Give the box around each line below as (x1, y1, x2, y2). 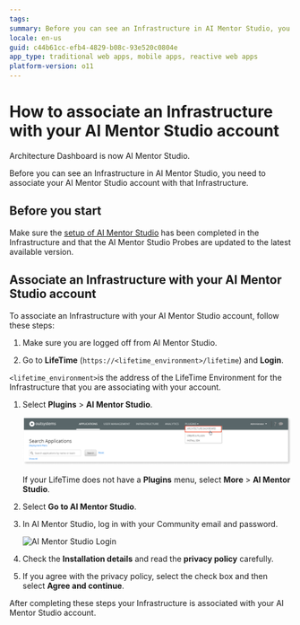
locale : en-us (9, 33, 63, 42)
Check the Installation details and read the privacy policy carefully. (21, 553, 274, 564)
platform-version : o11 (9, 62, 94, 71)
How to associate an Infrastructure (9, 101, 273, 122)
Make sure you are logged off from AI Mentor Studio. (21, 337, 218, 348)
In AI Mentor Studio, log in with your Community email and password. (21, 518, 279, 529)
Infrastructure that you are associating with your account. (9, 382, 221, 392)
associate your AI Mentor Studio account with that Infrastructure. (9, 177, 249, 188)
